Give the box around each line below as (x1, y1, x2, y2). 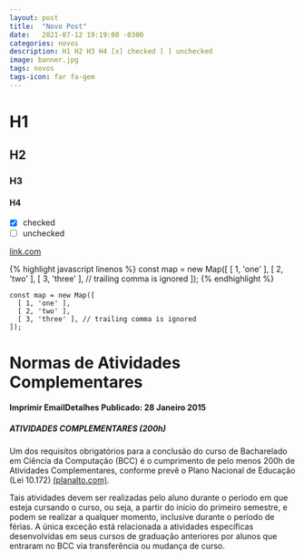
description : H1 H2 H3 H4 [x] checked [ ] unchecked (9, 47, 213, 56)
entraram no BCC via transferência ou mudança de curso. (9, 541, 225, 552)
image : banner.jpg (9, 55, 79, 64)
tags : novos (9, 64, 54, 74)
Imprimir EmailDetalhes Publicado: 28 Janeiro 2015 (9, 402, 207, 413)
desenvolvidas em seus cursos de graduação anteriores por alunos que (9, 531, 278, 542)
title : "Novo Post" (9, 22, 88, 31)
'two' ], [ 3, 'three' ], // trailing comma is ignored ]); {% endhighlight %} (9, 273, 275, 284)
